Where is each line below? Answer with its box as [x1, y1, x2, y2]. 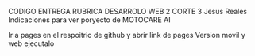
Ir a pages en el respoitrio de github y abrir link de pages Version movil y [8, 31, 246, 39]
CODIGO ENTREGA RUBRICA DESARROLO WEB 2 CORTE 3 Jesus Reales [8, 7, 248, 16]
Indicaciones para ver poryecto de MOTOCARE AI [8, 15, 171, 24]
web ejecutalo [8, 39, 55, 48]
